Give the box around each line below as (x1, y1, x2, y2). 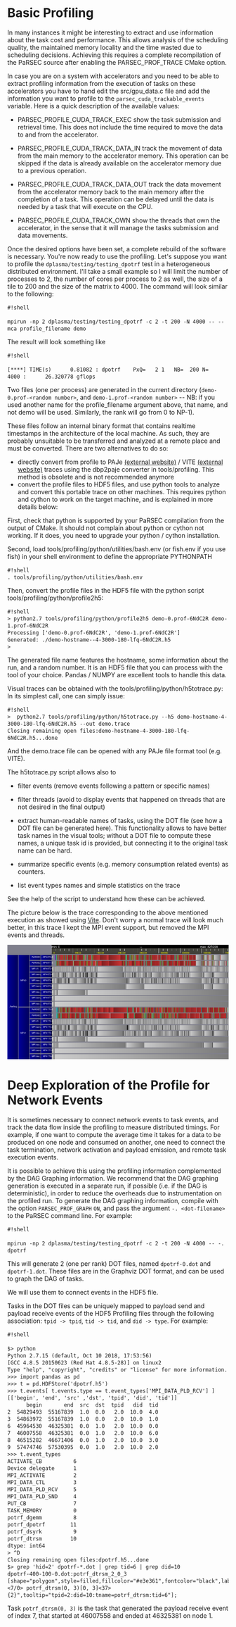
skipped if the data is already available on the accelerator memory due (17, 158, 222, 167)
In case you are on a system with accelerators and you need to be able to (7, 72, 220, 80)
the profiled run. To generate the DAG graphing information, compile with (7, 1196, 219, 1205)
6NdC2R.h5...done (7, 734, 58, 741)
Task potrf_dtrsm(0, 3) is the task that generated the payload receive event (7, 1604, 228, 1612)
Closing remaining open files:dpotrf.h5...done (7, 1556, 150, 1564)
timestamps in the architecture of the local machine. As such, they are (7, 429, 210, 437)
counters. (17, 867, 46, 876)
